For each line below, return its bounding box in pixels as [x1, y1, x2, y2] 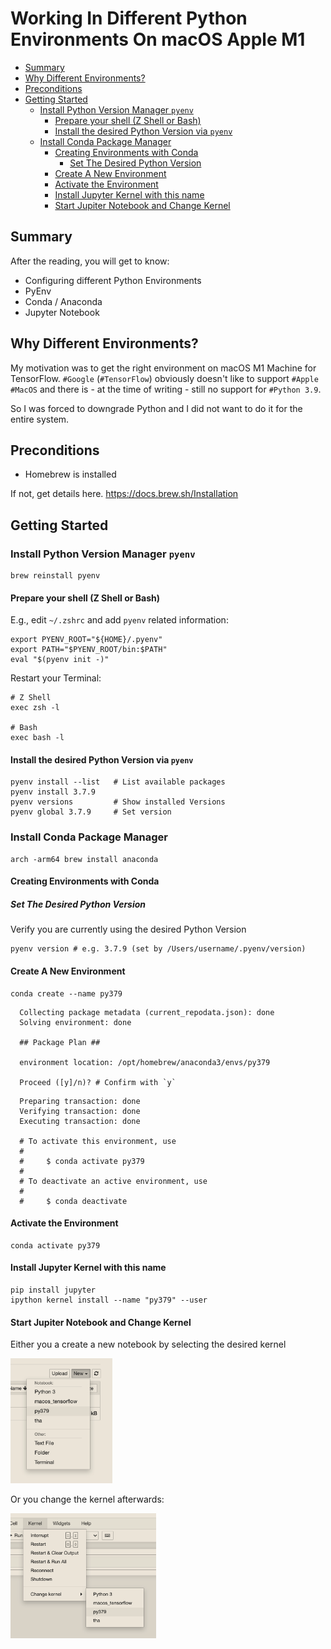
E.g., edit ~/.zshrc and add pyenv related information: [10, 614, 229, 626]
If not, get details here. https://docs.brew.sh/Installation [10, 488, 239, 500]
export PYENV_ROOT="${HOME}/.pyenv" [10, 635, 163, 645]
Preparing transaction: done [19, 1096, 141, 1106]
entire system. [10, 413, 70, 425]
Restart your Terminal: [10, 672, 102, 684]
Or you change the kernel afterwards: [10, 1493, 165, 1506]
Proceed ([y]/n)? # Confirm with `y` [19, 1077, 177, 1087]
